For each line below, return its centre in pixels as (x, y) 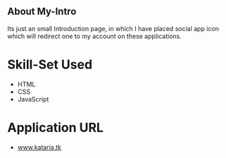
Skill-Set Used (50, 65)
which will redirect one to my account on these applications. (94, 36)
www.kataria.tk (39, 147)
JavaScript (33, 99)
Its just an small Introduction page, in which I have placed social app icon (113, 28)
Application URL (56, 127)
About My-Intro (42, 12)
